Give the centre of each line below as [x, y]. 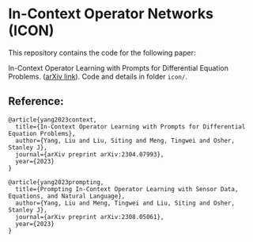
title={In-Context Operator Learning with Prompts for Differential [130, 127]
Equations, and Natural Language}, [67, 196]
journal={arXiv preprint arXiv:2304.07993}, [90, 154]
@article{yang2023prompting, [56, 182]
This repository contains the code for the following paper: [102, 52]
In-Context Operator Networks [111, 14]
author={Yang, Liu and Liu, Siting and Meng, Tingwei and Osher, [125, 140]
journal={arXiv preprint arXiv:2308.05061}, [90, 217]
